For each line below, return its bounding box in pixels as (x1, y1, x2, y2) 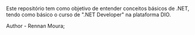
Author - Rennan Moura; (6, 23, 65, 29)
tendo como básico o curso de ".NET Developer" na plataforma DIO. (6, 11, 171, 18)
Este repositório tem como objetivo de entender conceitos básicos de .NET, (6, 5, 190, 12)
